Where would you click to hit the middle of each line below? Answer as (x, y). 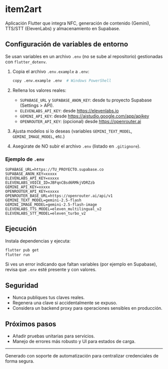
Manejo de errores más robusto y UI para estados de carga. (74, 341)
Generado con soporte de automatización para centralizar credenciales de (82, 356)
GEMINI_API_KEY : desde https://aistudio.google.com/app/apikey (84, 116)
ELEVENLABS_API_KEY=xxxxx (32, 178)
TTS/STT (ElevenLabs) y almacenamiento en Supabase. (63, 28)
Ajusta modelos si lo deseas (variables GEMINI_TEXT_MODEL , (72, 131)
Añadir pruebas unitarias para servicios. (53, 336)
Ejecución (21, 229)
